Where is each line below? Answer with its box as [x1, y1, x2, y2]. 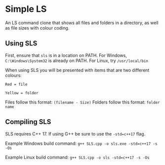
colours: [5, 72, 22, 78]
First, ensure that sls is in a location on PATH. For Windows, [5, 52, 127, 58]
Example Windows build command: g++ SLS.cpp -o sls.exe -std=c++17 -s [5, 140, 158, 146]
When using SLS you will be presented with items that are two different [5, 67, 150, 73]
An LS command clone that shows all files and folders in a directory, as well [5, 20, 159, 26]
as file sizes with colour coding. [5, 25, 70, 31]
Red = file [5, 82, 28, 87]
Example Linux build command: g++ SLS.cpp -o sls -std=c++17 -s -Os [5, 154, 150, 160]
